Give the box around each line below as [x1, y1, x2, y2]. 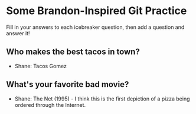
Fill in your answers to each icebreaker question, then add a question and [6, 24, 185, 31]
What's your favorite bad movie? [6, 79, 129, 89]
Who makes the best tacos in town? [6, 47, 140, 57]
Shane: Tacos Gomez [14, 62, 67, 69]
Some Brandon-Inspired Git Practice [6, 4, 187, 18]
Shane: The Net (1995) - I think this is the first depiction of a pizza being [14, 95, 190, 102]
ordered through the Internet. [14, 101, 86, 108]
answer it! [6, 29, 31, 36]
